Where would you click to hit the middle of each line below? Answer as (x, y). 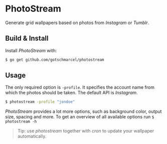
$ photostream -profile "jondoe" (40, 102)
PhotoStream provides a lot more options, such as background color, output (83, 111)
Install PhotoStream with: (31, 50)
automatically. (32, 136)
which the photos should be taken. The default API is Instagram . (71, 93)
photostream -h (21, 122)
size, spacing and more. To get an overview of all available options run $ (80, 117)
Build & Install (27, 38)
